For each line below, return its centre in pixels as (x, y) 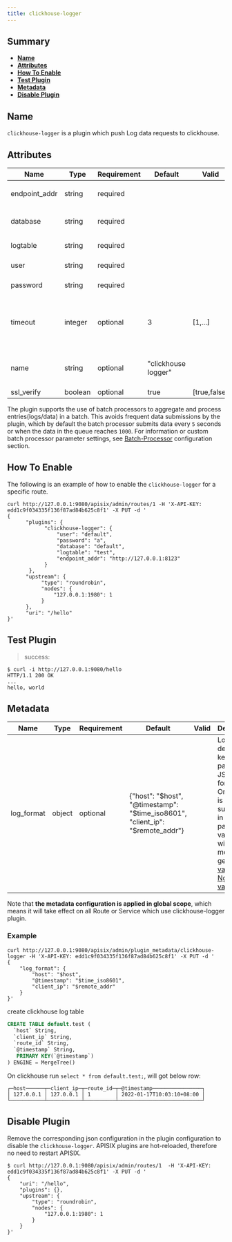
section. (19, 446)
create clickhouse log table (46, 1011)
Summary (29, 42)
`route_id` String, (41, 1043)
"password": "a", (81, 540)
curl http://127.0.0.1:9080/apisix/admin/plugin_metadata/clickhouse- (111, 950)
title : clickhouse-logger (44, 13)
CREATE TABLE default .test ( (49, 1024)
